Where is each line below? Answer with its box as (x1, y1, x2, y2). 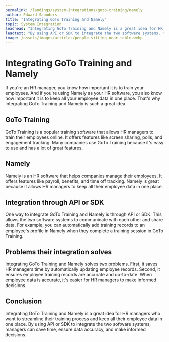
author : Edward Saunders (5, 12, 57, 17)
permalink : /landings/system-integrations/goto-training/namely (5, 7, 143, 13)
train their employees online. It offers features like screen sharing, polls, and (5, 134, 163, 140)
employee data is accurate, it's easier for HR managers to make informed (5, 277, 157, 283)
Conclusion (5, 297, 42, 306)
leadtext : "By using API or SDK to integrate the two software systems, (5, 31, 161, 36)
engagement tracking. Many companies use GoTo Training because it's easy (5, 139, 164, 145)
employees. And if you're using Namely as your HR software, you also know (5, 90, 162, 96)
